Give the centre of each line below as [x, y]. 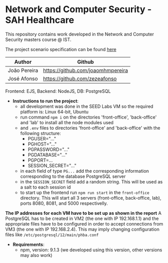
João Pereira [23, 70]
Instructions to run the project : [45, 101]
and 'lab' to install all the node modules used [67, 122]
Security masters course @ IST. [38, 40]
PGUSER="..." [42, 138]
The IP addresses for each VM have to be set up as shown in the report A [83, 213]
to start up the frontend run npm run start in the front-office [85, 192]
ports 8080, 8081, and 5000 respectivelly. [64, 203]
